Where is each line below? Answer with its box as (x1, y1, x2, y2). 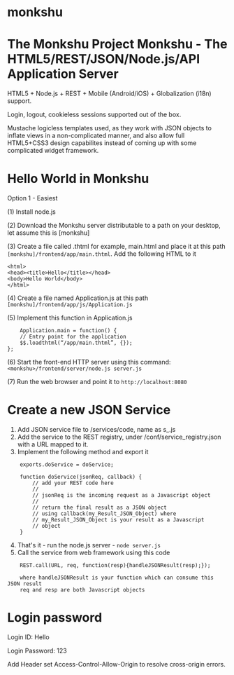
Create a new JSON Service (7, 402, 171, 418)
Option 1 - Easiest (7, 194, 58, 203)
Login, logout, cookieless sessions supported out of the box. (7, 110, 182, 119)
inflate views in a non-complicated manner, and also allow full (7, 131, 185, 140)
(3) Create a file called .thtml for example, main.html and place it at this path (7, 243, 226, 251)
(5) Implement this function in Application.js (7, 313, 133, 322)
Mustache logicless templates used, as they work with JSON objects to (7, 124, 212, 132)
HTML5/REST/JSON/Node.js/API (7, 51, 200, 67)
